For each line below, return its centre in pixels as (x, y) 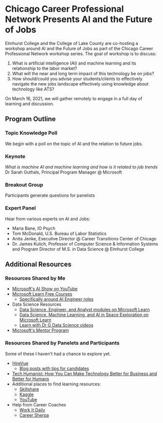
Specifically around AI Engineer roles (56, 299)
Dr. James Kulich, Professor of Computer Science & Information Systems (85, 244)
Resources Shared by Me (35, 278)
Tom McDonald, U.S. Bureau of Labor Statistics (59, 233)
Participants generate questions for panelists (50, 195)
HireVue (20, 363)
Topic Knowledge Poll (31, 133)
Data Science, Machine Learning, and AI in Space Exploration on (84, 315)
